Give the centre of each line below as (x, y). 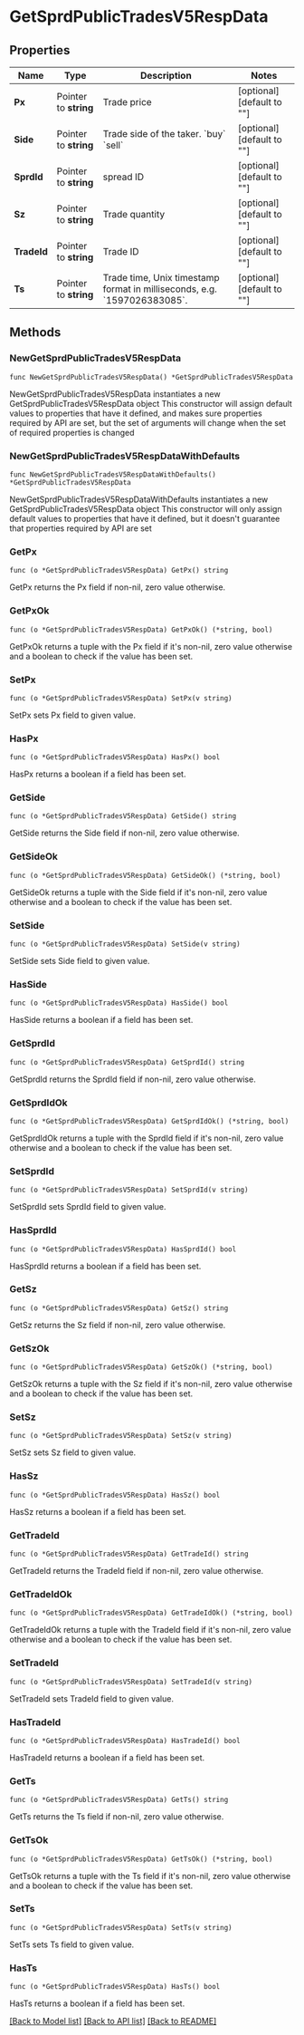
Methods (35, 333)
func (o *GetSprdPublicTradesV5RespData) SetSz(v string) (121, 1436)
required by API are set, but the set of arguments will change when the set (148, 422)
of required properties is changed (72, 432)
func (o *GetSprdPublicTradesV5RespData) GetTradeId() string (129, 1554)
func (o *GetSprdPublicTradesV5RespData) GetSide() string (123, 816)
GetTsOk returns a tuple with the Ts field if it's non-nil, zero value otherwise (150, 1876)
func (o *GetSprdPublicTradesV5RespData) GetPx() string (119, 571)
